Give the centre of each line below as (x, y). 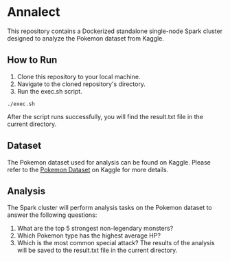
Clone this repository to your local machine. (79, 76)
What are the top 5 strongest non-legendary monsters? (95, 229)
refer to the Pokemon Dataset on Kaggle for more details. (88, 169)
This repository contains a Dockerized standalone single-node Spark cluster (115, 31)
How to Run (32, 60)
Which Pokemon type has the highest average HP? (89, 236)
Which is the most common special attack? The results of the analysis (116, 243)
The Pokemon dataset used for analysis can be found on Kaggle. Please (109, 162)
